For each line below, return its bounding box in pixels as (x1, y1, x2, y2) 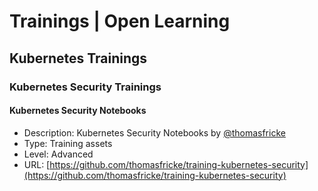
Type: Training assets (23, 137, 113, 149)
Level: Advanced (23, 148, 94, 160)
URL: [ (23, 158, 51, 170)
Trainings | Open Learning (9, 10, 231, 33)
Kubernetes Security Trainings (9, 80, 162, 94)
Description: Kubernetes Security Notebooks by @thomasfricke (23, 126, 286, 139)
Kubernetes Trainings (9, 50, 148, 67)
